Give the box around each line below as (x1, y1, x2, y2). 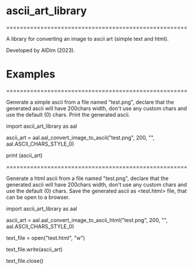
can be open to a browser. (6, 194, 70, 201)
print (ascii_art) (6, 152, 43, 159)
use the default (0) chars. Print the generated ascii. (6, 111, 130, 118)
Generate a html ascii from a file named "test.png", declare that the (6, 175, 169, 182)
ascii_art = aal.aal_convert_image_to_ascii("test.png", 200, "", (6, 134, 155, 141)
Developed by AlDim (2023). (6, 46, 76, 54)
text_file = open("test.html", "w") (6, 234, 86, 241)
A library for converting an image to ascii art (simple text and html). (6, 35, 169, 42)
